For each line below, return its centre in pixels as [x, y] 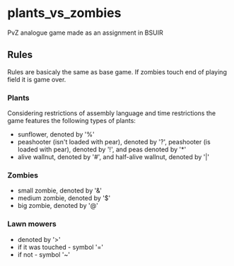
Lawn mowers [32, 224]
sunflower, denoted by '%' [56, 134]
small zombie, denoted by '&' [60, 191]
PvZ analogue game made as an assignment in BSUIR [86, 33]
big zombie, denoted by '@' [58, 206]
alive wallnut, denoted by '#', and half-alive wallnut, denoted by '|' [113, 157]
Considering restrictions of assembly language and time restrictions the [112, 113]
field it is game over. [37, 79]
